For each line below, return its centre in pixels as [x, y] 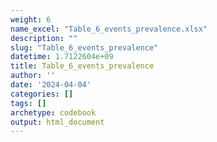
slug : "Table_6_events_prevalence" [84, 47]
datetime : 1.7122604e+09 [62, 57]
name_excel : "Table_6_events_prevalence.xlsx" [109, 29]
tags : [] [28, 103]
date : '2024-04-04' [51, 85]
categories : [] [42, 94]
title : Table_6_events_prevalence [82, 66]
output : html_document [57, 122]
